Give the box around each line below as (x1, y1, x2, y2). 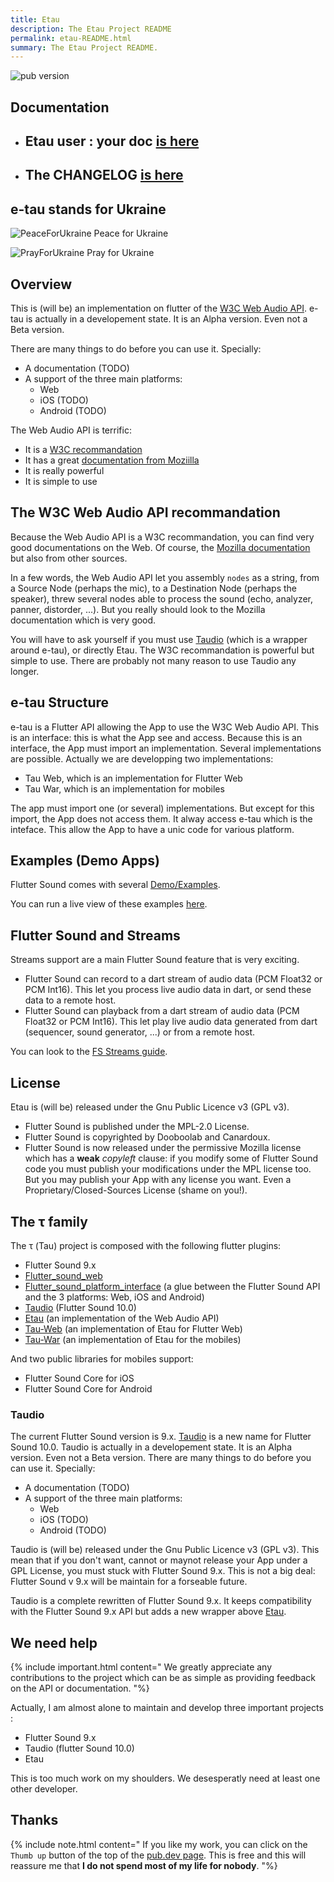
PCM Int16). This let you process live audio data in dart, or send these (24, 984, 312, 996)
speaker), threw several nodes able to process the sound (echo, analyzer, (10, 592, 313, 605)
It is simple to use (24, 476, 98, 488)
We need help (10, 1634, 98, 1651)
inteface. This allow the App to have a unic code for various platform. (10, 823, 295, 835)
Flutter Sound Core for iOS (24, 1372, 135, 1384)
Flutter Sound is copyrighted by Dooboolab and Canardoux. (24, 1131, 271, 1143)
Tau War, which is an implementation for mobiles (24, 782, 225, 795)
